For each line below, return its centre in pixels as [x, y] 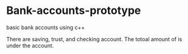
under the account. [30, 46]
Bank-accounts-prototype [74, 11]
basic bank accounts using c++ [45, 27]
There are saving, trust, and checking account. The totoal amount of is [94, 39]
